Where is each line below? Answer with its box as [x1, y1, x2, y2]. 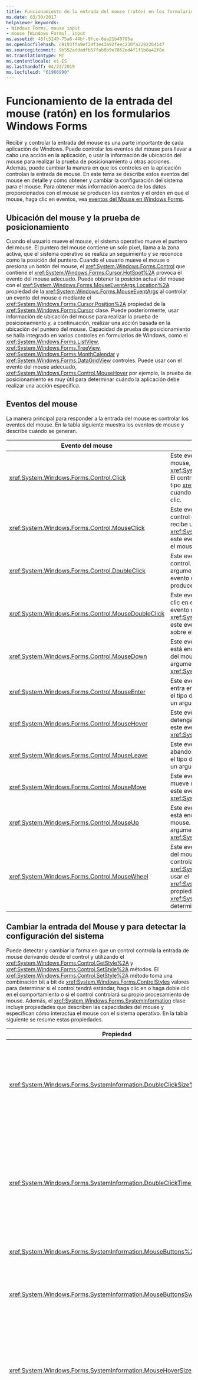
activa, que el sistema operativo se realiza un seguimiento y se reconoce [6, 250, 183, 257]
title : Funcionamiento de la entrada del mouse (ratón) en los [6, 8, 165, 15]
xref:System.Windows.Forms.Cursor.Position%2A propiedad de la [6, 301, 166, 307]
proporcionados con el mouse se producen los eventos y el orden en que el [6, 190, 190, 197]
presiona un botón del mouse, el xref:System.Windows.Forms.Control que [6, 263, 186, 269]
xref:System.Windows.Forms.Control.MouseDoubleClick [9, 609, 165, 617]
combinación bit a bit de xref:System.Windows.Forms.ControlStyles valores [6, 978, 190, 985]
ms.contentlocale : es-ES [6, 58, 67, 64]
